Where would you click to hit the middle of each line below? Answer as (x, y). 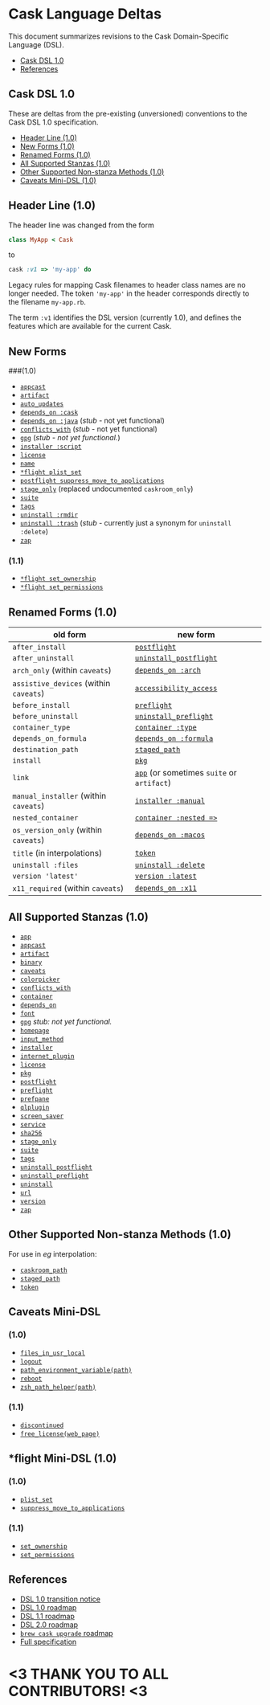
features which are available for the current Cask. (90, 326)
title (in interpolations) (57, 853)
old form (70, 635)
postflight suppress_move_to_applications (92, 481)
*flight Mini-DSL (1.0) (63, 1459)
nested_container (45, 818)
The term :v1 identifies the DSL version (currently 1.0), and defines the (125, 317)
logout (31, 1362)
